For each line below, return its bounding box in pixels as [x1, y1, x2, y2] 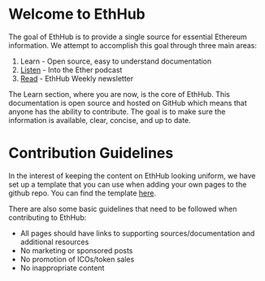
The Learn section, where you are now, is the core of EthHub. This [8, 89, 230, 99]
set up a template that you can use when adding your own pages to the [8, 179, 247, 189]
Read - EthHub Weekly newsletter [20, 73, 134, 83]
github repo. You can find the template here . [8, 188, 157, 198]
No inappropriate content [20, 262, 105, 273]
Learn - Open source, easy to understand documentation [20, 56, 212, 66]
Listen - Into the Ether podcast [20, 64, 123, 74]
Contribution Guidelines [8, 144, 174, 163]
